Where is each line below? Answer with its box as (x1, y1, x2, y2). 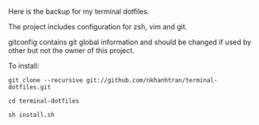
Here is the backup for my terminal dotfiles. (8, 7, 150, 16)
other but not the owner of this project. (8, 46, 135, 55)
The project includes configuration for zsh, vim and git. (8, 22, 188, 31)
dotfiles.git (8, 83, 51, 91)
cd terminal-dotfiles (8, 97, 80, 105)
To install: (8, 61, 40, 70)
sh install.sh (8, 111, 55, 119)
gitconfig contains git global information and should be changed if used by (8, 37, 252, 47)
